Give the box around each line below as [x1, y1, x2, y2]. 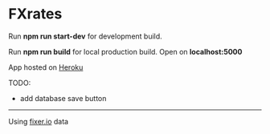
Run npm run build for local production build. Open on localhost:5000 [8, 47, 243, 56]
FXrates [8, 5, 63, 23]
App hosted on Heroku [8, 62, 84, 72]
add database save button [19, 93, 107, 103]
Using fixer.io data [8, 116, 69, 126]
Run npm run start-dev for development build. [8, 31, 162, 41]
